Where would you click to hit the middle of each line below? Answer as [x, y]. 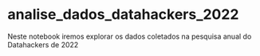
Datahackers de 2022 [43, 44]
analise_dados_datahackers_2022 [123, 15]
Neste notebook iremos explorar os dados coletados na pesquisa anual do [130, 36]
